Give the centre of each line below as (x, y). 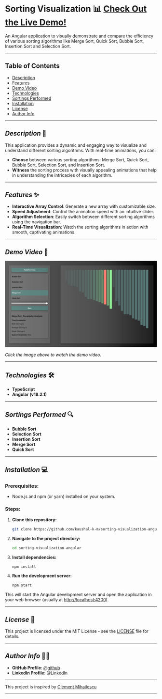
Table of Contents (33, 66)
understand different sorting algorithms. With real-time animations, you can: (80, 150)
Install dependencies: (34, 557)
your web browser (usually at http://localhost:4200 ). (57, 600)
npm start (22, 585)
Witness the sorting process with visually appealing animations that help (84, 170)
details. (12, 637)
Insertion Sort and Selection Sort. (38, 46)
